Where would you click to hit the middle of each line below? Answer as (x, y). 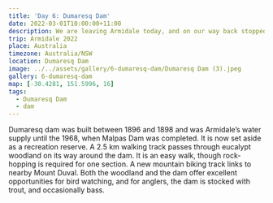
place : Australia (38, 46)
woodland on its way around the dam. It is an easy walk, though (115, 156)
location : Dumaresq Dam (49, 62)
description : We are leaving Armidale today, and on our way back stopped (138, 31)
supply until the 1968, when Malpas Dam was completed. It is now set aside (135, 138)
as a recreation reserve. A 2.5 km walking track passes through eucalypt (130, 147)
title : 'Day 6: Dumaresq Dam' (60, 16)
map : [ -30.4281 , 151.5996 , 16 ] (61, 84)
